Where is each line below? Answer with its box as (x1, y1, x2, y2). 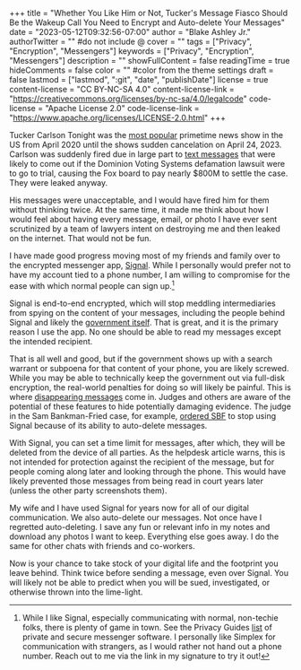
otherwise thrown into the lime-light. (9, 587, 143, 597)
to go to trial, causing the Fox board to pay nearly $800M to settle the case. (9, 168, 288, 178)
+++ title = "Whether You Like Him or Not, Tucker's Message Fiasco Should (9, 8, 288, 18)
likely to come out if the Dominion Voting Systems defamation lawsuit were (9, 159, 285, 169)
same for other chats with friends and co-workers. (9, 540, 195, 551)
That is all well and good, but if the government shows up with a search (9, 353, 273, 364)
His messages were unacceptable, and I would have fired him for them (9, 195, 271, 205)
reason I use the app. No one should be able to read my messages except (9, 326, 282, 337)
